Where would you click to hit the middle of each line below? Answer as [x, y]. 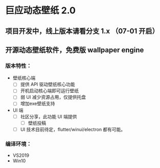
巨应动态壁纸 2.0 [40, 10]
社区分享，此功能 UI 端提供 [49, 116]
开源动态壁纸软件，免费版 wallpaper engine [75, 50]
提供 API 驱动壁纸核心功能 [48, 85]
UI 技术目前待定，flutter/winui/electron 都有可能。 [73, 129]
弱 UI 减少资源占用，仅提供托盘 [53, 97]
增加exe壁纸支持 [38, 103]
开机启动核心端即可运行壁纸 [50, 91]
